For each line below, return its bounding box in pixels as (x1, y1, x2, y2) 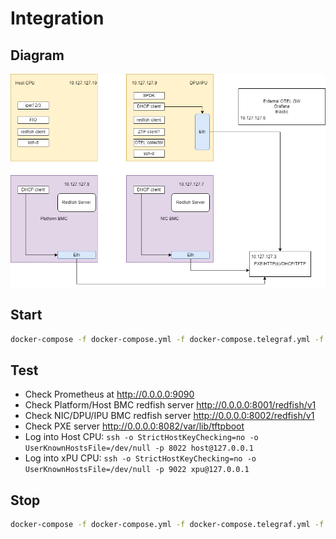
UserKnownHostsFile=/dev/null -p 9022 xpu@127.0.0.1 (24, 465, 250, 475)
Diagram (10, 47, 65, 64)
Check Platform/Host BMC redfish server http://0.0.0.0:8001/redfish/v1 (24, 399, 317, 411)
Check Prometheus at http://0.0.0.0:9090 (24, 388, 195, 401)
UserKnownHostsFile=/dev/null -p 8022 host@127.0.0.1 (24, 443, 254, 454)
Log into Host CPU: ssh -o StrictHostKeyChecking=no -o (24, 431, 259, 443)
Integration (10, 7, 105, 30)
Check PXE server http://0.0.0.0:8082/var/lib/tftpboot (24, 420, 245, 432)
